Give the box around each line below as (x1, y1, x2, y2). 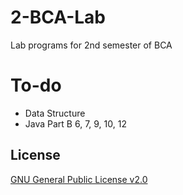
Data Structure (24, 107, 86, 119)
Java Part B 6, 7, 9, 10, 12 (24, 117, 127, 130)
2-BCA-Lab (10, 6, 107, 29)
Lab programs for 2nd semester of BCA (10, 39, 173, 51)
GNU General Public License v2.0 (10, 173, 148, 185)
